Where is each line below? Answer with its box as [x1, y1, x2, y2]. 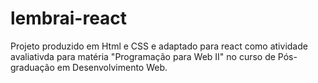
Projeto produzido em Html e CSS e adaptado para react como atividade [10, 40, 308, 52]
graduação [10, 61, 55, 73]
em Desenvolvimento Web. [56, 61, 168, 73]
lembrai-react [10, 7, 128, 30]
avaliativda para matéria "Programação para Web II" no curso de [10, 50, 276, 62]
